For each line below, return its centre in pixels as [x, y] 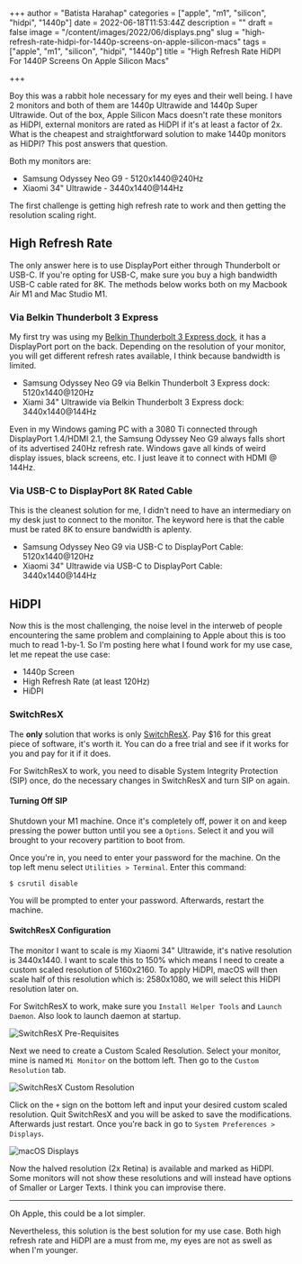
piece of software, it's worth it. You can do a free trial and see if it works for [149, 743]
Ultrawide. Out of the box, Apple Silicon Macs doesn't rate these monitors [146, 115]
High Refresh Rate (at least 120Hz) [86, 682]
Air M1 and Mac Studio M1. [58, 294]
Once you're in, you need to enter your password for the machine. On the [145, 857]
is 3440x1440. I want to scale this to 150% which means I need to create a [147, 959]
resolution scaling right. [53, 215]
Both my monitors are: [50, 161]
